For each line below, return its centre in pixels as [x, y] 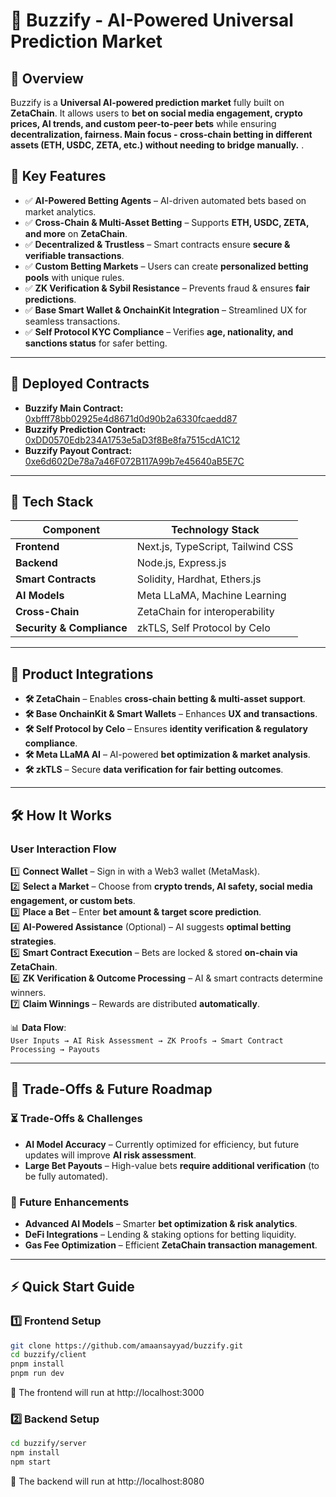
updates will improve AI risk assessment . [110, 1155]
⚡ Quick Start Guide [72, 1287]
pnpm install [37, 1364]
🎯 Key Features [58, 176]
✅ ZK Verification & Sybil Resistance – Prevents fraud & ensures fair [167, 288]
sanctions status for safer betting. [96, 343]
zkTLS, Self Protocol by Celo [203, 628]
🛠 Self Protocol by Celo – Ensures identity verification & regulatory [166, 729]
